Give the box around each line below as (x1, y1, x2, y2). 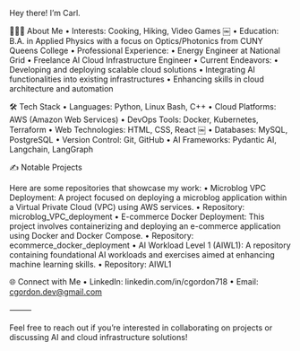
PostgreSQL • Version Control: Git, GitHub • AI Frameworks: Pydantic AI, (9, 135, 278, 145)
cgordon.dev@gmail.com (9, 286, 103, 297)
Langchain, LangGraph (9, 144, 94, 154)
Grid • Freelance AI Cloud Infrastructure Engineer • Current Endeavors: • (9, 55, 279, 66)
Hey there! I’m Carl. (9, 8, 81, 18)
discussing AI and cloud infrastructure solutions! (9, 332, 188, 342)
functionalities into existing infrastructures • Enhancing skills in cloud (9, 74, 264, 84)
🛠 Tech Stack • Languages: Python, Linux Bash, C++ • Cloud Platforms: (9, 101, 277, 111)
